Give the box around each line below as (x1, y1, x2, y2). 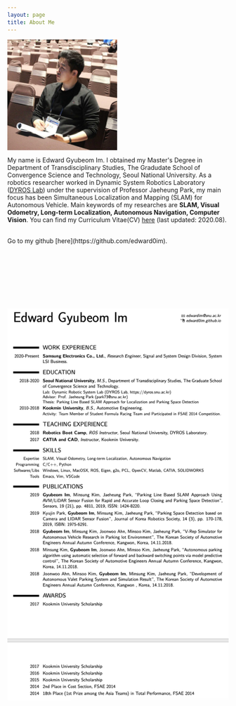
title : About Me (7, 18, 55, 26)
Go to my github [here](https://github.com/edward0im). (7, 236, 168, 245)
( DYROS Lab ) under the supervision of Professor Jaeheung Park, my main (7, 185, 221, 194)
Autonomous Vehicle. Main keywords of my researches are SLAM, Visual (7, 200, 220, 209)
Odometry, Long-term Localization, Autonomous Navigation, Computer (7, 208, 220, 216)
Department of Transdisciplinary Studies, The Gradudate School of (7, 163, 201, 171)
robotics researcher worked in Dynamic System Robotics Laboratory (7, 178, 206, 186)
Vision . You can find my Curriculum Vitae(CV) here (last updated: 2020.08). (7, 215, 227, 224)
